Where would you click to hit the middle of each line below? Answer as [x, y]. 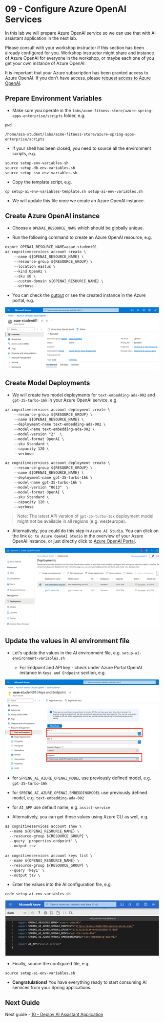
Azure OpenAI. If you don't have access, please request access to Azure [78, 78]
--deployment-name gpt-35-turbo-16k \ [53, 477]
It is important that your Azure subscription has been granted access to [77, 72]
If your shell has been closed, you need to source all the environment [82, 148]
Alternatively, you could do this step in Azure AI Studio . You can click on [85, 531]
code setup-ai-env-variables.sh [38, 894]
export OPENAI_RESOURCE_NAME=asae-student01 [51, 247]
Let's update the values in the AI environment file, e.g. [66, 652]
